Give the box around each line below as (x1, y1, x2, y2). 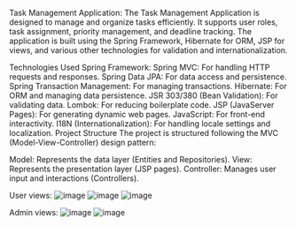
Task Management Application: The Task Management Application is (9, 8, 260, 18)
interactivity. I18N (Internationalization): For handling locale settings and (9, 118, 271, 129)
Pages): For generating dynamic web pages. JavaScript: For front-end (9, 109, 266, 119)
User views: (9, 190, 53, 200)
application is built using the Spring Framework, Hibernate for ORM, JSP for (9, 35, 285, 46)
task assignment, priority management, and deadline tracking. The (9, 26, 253, 36)
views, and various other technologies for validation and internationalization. (9, 45, 288, 56)
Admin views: (9, 207, 59, 217)
